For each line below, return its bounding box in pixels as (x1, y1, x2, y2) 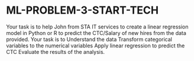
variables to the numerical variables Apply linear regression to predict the (6, 42, 185, 49)
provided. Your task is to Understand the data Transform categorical (6, 36, 173, 43)
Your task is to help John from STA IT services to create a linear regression (6, 23, 189, 30)
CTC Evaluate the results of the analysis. (6, 48, 105, 55)
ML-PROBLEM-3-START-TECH (6, 4, 159, 17)
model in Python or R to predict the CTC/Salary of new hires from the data (6, 29, 186, 36)
